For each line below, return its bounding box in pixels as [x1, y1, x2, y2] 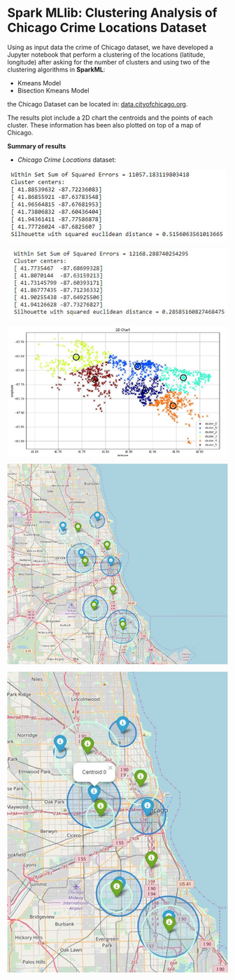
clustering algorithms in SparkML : [7, 65, 106, 74]
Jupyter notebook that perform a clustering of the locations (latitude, [7, 50, 206, 59]
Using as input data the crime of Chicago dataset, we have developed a [7, 43, 213, 51]
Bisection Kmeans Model [17, 86, 90, 95]
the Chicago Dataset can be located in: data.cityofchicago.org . [7, 99, 188, 108]
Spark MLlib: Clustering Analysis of [7, 5, 218, 21]
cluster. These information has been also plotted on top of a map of [7, 120, 201, 129]
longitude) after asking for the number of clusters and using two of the [7, 57, 211, 66]
